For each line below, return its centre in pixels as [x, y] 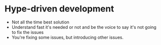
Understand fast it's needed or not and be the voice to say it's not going [84, 27]
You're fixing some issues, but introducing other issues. [68, 37]
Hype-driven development [59, 9]
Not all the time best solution [40, 22]
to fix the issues [28, 32]
